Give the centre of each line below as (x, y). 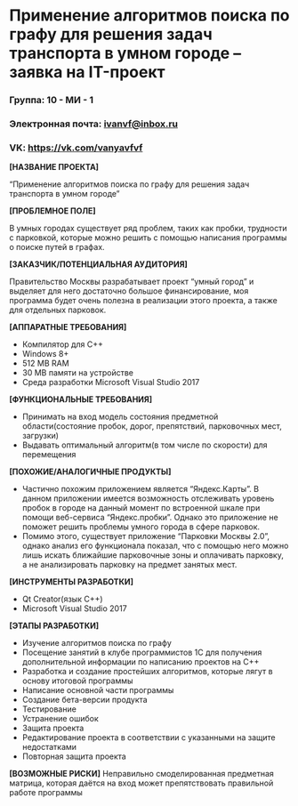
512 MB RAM (45, 363)
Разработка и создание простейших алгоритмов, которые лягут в (147, 672)
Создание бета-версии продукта (85, 700)
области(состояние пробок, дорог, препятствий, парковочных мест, (152, 426)
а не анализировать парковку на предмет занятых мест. (129, 565)
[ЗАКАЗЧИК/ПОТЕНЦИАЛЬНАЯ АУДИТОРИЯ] (99, 264)
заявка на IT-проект (88, 73)
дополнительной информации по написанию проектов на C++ (141, 662)
